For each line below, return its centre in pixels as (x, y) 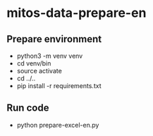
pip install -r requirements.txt (59, 86)
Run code (28, 108)
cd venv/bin (34, 63)
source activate (39, 71)
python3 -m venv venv (50, 56)
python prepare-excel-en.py (58, 125)
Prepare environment (54, 39)
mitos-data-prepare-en (76, 13)
